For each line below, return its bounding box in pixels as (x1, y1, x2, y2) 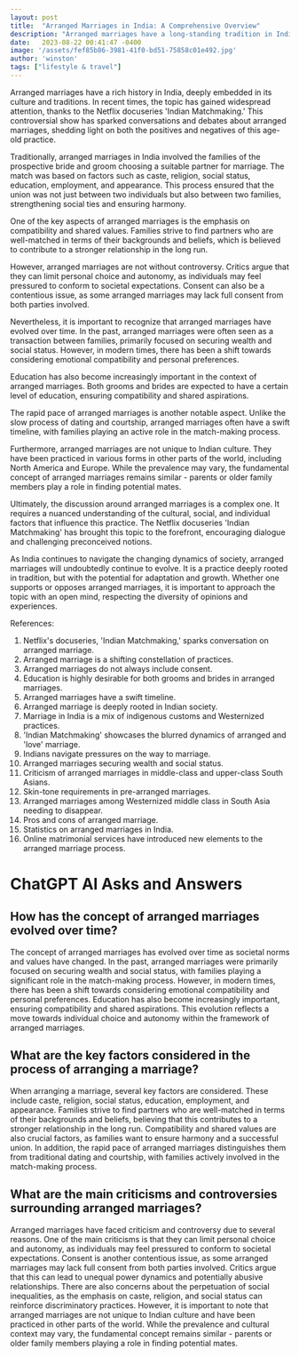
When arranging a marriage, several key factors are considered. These (10, 1085, 269, 1096)
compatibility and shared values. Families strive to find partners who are (10, 225, 274, 235)
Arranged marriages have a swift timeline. (22, 691, 177, 702)
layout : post (10, 12, 59, 22)
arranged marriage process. (22, 842, 126, 853)
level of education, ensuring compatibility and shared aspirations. (10, 390, 249, 401)
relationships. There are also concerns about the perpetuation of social (10, 1281, 270, 1291)
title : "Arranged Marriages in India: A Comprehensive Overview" (10, 21, 261, 30)
